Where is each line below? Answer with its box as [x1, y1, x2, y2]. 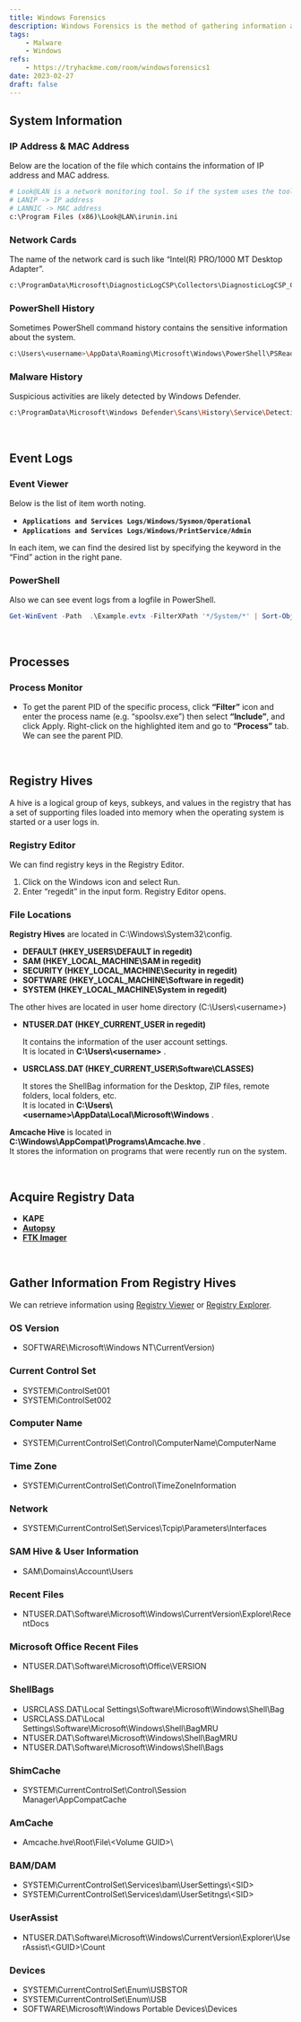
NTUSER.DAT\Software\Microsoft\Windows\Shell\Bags [21, 1742, 224, 1753]
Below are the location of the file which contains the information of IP [9, 161, 264, 171]
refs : [9, 55, 30, 64]
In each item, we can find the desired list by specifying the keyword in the [9, 542, 282, 553]
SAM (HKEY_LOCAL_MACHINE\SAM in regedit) [21, 956, 202, 967]
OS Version [9, 1321, 60, 1334]
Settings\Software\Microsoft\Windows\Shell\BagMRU [21, 1722, 219, 1733]
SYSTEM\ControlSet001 [21, 1385, 110, 1396]
